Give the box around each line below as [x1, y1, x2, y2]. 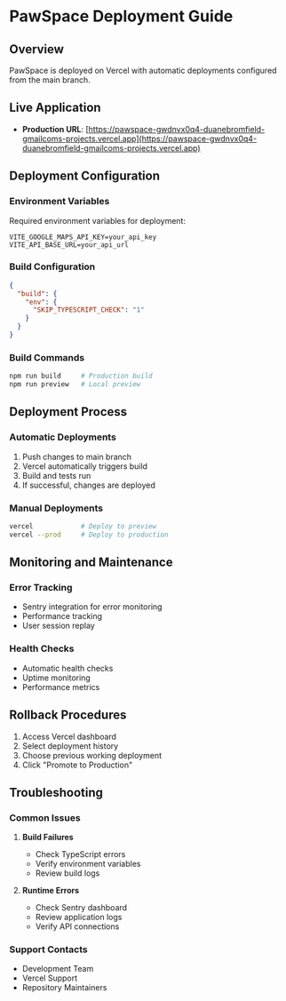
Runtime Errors [21, 886, 80, 896]
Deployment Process [9, 404, 128, 419]
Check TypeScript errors [35, 849, 126, 860]
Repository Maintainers [21, 982, 107, 993]
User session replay [21, 620, 95, 632]
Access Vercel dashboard [21, 731, 117, 742]
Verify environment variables [35, 859, 141, 870]
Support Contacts [9, 943, 88, 956]
